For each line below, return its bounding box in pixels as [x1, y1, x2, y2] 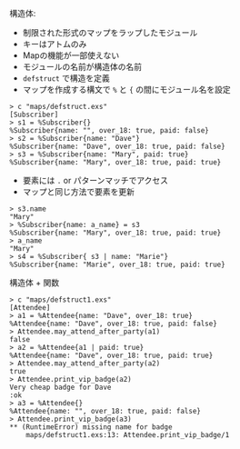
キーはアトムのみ [22, 39, 87, 49]
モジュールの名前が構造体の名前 [22, 62, 143, 72]
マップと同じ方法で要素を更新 [22, 186, 135, 197]
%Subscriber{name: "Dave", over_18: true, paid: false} [9, 142, 225, 151]
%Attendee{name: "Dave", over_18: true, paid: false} [9, 319, 218, 328]
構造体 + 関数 [9, 277, 60, 288]
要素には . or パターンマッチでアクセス [22, 175, 169, 185]
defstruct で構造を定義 [22, 73, 111, 84]
